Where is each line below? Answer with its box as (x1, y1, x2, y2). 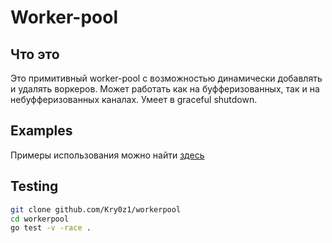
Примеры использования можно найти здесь (10, 149, 205, 161)
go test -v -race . (10, 223, 92, 233)
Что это (10, 46, 60, 63)
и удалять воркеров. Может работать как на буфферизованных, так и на (10, 83, 320, 95)
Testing (10, 178, 59, 195)
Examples (10, 122, 73, 140)
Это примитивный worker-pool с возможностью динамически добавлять (10, 72, 323, 84)
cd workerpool (10, 214, 70, 224)
